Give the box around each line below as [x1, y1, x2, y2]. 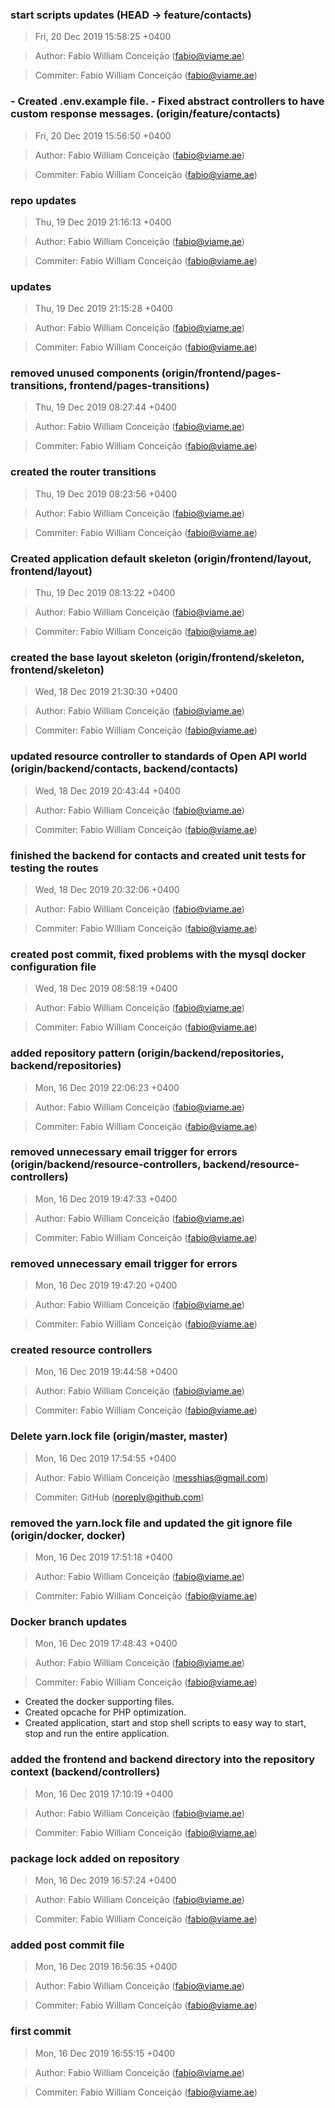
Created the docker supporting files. [24, 1696, 175, 1708]
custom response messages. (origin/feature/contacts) [10, 107, 281, 121]
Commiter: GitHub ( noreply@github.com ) [34, 1491, 205, 1503]
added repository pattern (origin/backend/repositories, [10, 1046, 285, 1060]
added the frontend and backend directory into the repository [10, 1753, 316, 1767]
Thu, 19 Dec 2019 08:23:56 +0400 [34, 488, 178, 500]
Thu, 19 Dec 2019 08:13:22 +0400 [34, 587, 176, 599]
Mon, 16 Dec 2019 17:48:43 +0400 [34, 1638, 178, 1650]
